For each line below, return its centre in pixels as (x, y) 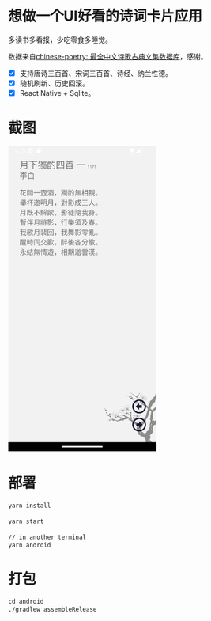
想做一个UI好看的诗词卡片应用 (105, 16)
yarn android (30, 545)
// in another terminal (47, 537)
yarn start (26, 521)
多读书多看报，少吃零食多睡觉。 (60, 40)
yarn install (30, 506)
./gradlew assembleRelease (53, 609)
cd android (26, 601)
